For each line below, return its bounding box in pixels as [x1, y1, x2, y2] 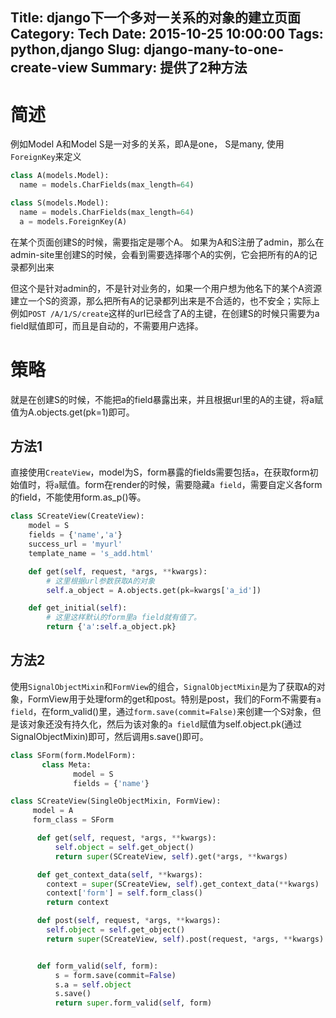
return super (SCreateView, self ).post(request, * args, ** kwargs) [46, 934, 325, 944]
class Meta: [41, 759, 92, 770]
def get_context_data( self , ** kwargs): [36, 869, 203, 880]
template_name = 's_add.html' [28, 548, 155, 558]
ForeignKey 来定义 [10, 151, 82, 163]
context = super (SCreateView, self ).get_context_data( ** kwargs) [46, 879, 320, 889]
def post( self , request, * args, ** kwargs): [36, 916, 222, 926]
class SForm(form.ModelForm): [10, 750, 137, 760]
